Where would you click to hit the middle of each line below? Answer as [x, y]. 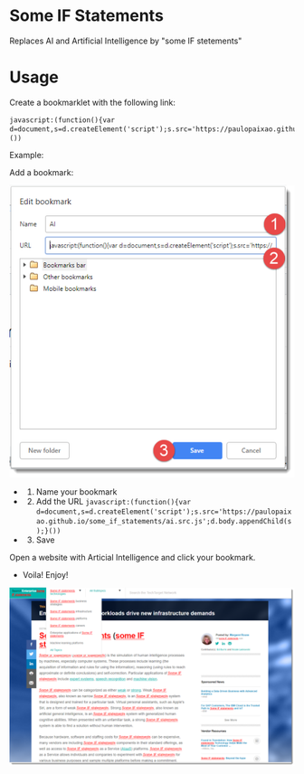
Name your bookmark [76, 492]
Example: [27, 155]
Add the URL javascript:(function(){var [114, 502]
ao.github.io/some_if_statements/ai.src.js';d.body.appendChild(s [164, 522]
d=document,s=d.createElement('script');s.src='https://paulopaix [164, 512]
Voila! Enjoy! [45, 575]
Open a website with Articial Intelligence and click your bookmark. [133, 558]
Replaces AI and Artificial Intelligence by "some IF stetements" [126, 41]
